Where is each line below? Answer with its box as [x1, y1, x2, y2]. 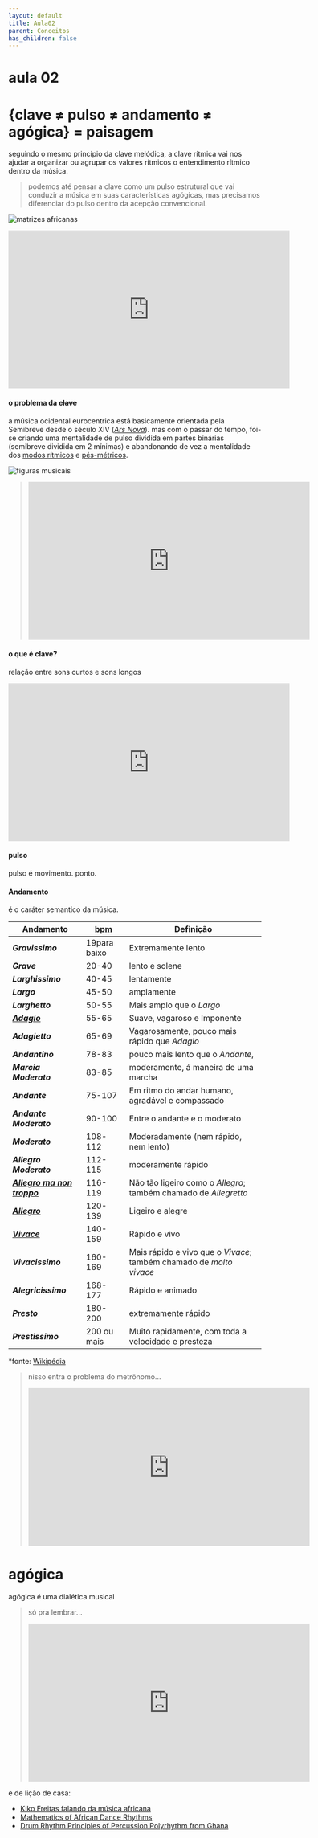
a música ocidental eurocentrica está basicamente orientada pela [8, 415, 225, 426]
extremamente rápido [128, 1308, 210, 1319]
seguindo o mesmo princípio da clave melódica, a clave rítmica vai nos [8, 149, 243, 159]
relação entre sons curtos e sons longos [8, 667, 142, 676]
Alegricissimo [12, 1285, 67, 1296]
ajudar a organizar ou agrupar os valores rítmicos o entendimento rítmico [8, 157, 251, 167]
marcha [128, 1072, 158, 1083]
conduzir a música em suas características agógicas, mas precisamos [27, 190, 261, 200]
